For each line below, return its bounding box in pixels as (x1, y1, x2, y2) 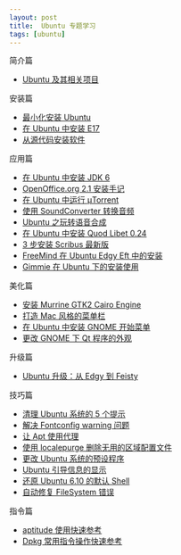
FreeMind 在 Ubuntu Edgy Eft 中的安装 (21, 251, 163, 261)
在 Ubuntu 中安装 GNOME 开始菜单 (21, 322, 151, 333)
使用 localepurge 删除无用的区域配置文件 (21, 443, 172, 453)
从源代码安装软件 (21, 135, 86, 145)
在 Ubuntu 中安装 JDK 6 (21, 172, 111, 183)
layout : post (9, 12, 58, 22)
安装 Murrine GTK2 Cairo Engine (21, 300, 142, 311)
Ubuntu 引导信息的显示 (21, 465, 107, 476)
